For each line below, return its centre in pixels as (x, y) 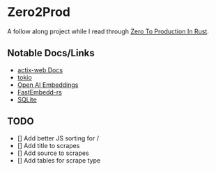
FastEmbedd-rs (40, 92)
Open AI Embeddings (48, 85)
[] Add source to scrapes (53, 153)
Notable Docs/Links (51, 53)
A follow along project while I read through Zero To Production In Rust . (108, 31)
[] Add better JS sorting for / (58, 138)
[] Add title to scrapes (48, 145)
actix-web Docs (40, 70)
